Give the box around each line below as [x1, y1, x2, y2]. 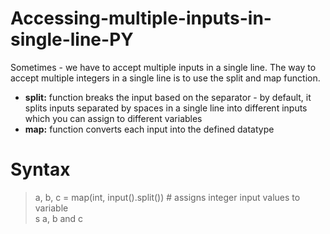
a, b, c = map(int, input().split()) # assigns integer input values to [34, 191, 301, 203]
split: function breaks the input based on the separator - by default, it [24, 91, 312, 103]
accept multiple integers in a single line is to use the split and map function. [10, 72, 321, 84]
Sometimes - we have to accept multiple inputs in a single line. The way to [10, 61, 317, 73]
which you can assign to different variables [24, 112, 203, 124]
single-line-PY [10, 28, 134, 51]
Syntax [10, 158, 71, 181]
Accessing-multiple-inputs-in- [10, 7, 272, 30]
